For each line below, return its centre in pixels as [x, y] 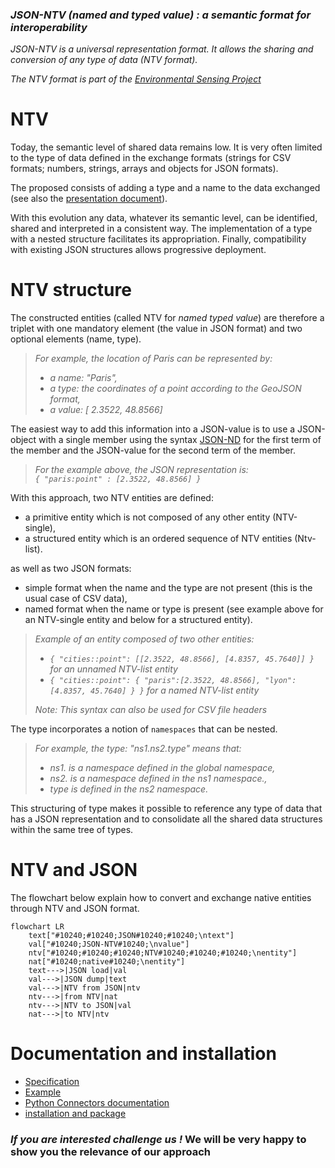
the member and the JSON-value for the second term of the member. [153, 450]
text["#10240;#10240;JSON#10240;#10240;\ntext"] [131, 936]
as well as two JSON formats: [71, 569]
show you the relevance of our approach [110, 1151]
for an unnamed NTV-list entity [113, 669]
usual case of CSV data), [76, 599]
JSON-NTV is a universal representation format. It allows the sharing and [162, 49]
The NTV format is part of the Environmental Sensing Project [136, 79]
